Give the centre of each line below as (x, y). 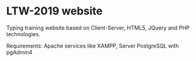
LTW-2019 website (55, 11)
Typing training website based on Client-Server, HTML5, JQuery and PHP (98, 28)
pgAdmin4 (19, 52)
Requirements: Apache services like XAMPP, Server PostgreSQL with (93, 46)
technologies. (23, 34)
